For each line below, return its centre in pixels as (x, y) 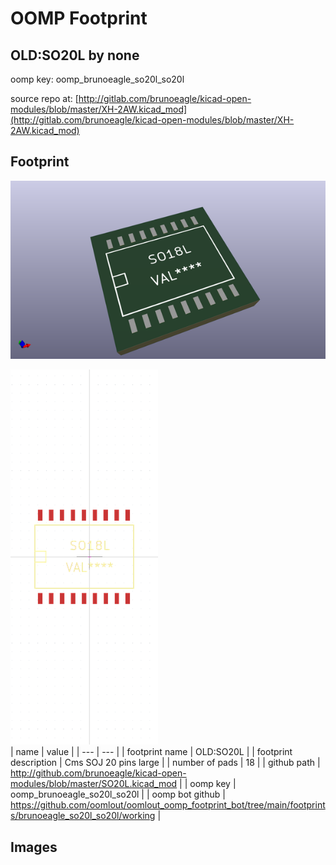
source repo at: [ (44, 98)
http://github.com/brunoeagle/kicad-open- (98, 773)
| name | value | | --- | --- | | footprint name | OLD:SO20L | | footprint (151, 752)
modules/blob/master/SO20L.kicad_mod (94, 784)
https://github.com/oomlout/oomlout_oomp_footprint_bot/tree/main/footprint (168, 805)
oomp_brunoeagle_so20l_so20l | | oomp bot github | (118, 794)
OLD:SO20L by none (75, 55)
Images (34, 847)
